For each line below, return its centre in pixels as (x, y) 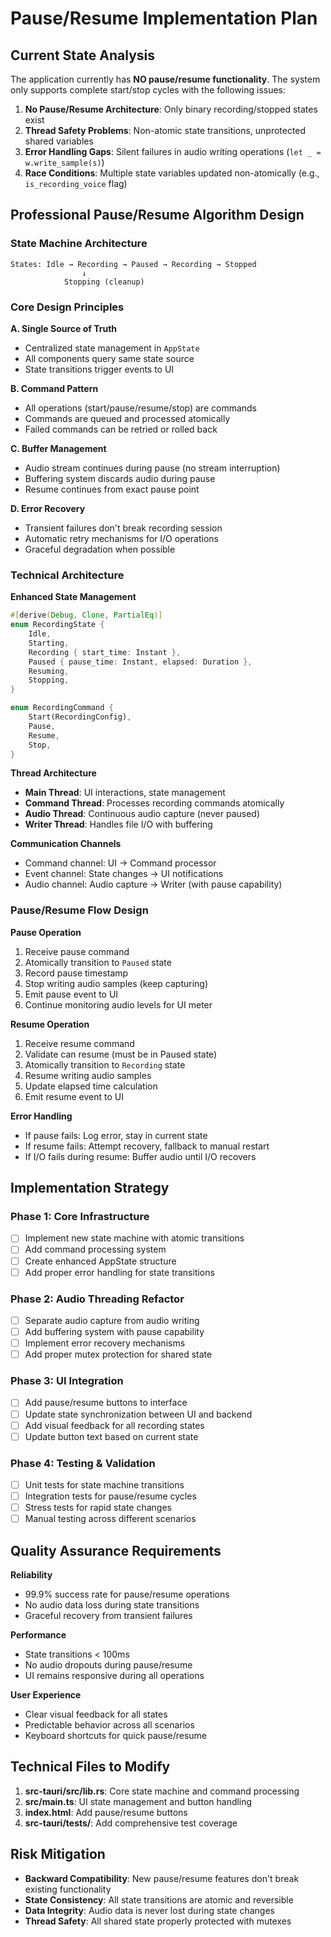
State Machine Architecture (79, 244)
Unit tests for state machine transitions (104, 1485)
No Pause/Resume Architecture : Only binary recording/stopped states (171, 109)
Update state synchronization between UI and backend (138, 1414)
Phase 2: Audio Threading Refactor (97, 1299)
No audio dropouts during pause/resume (108, 1665)
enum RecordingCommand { (62, 708)
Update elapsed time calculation (91, 1086)
